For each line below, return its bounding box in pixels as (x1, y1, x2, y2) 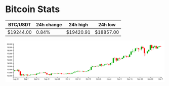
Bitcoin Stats (5, 4, 60, 15)
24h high (68, 22, 89, 28)
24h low (98, 22, 116, 28)
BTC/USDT (8, 22, 31, 28)
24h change (36, 22, 62, 28)
